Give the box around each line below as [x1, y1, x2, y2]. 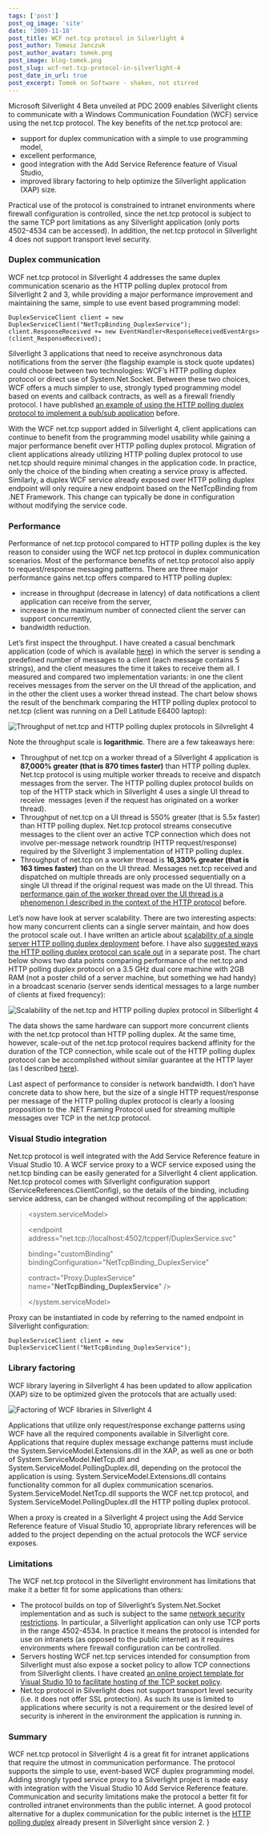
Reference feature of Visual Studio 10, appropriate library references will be [8, 1521, 257, 1530]
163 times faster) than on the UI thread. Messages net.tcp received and [19, 864, 258, 873]
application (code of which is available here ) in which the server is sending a [8, 646, 261, 656]
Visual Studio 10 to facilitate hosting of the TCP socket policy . [19, 1677, 223, 1687]
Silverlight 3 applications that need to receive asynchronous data [8, 348, 223, 358]
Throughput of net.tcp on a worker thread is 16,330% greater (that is [19, 855, 250, 865]
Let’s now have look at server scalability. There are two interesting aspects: [8, 913, 257, 923]
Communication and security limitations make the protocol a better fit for [8, 1792, 248, 1801]
